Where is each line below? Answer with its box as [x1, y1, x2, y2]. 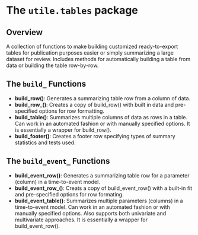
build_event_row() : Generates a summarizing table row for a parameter [14, 172, 190, 179]
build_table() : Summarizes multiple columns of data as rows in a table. [14, 113, 188, 120]
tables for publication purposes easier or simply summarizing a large [6, 49, 174, 56]
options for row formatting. [39, 107, 105, 115]
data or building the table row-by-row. [6, 62, 99, 69]
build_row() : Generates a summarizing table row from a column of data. [14, 94, 191, 101]
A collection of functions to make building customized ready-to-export [6, 43, 178, 50]
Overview [6, 27, 43, 37]
